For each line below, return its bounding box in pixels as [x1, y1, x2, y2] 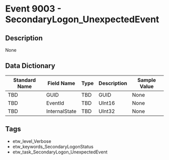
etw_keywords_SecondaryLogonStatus [12, 143, 94, 149]
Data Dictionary [5, 61, 55, 70]
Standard [13, 76, 36, 84]
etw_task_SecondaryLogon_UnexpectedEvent [12, 149, 108, 155]
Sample [137, 76, 156, 84]
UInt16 [99, 99, 115, 106]
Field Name [47, 79, 75, 87]
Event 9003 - [5, 3, 62, 15]
